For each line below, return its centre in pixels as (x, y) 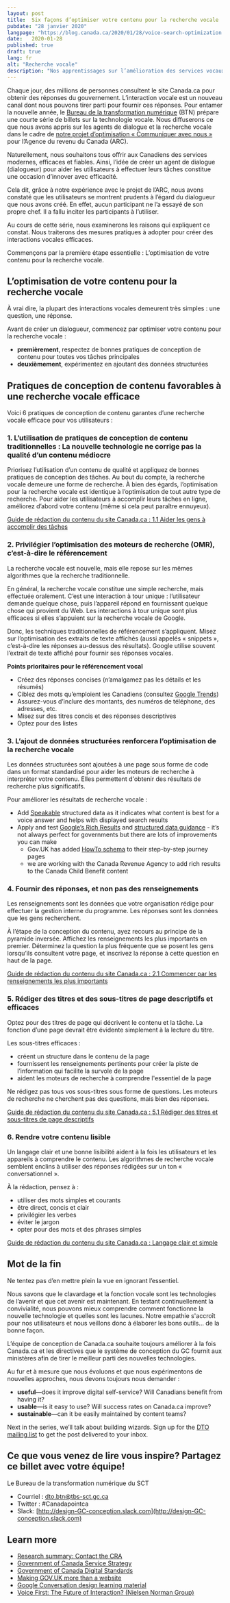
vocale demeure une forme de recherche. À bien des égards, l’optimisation (112, 484)
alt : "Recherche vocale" (42, 64)
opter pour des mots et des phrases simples (79, 1229)
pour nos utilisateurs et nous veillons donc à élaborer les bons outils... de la (113, 1323)
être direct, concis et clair (53, 1207)
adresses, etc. (37, 708)
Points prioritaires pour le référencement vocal (75, 666)
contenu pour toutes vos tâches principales (78, 357)
